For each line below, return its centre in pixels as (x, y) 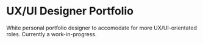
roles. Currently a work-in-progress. (52, 34)
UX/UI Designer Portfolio (70, 11)
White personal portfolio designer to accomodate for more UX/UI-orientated (101, 28)
